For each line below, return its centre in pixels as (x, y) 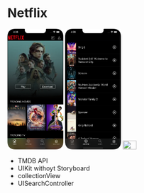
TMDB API (33, 160)
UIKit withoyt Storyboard (54, 168)
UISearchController (46, 183)
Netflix (27, 13)
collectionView (39, 175)
